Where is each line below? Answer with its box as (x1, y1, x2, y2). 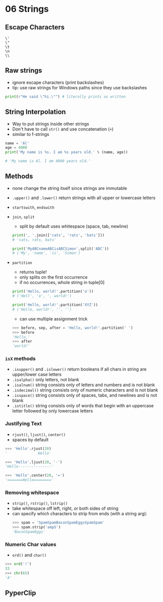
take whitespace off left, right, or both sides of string (12, 505, 119, 511)
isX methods (5, 355, 36, 362)
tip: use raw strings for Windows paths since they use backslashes (12, 84, 147, 90)
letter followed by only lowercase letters (12, 408, 93, 414)
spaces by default (12, 437, 49, 443)
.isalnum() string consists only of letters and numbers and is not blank (12, 382, 155, 388)
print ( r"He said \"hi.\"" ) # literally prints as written (5, 94, 126, 99)
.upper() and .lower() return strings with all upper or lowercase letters (12, 195, 156, 201)
